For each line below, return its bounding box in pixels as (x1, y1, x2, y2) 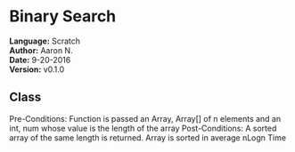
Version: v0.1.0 (9, 64, 65, 75)
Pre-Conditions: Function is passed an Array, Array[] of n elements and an (9, 113, 282, 124)
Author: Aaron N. (9, 44, 73, 55)
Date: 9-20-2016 (9, 54, 71, 65)
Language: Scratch (9, 36, 81, 46)
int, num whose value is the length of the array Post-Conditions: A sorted (9, 123, 277, 133)
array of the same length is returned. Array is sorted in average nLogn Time (9, 132, 287, 143)
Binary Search (9, 6, 117, 27)
